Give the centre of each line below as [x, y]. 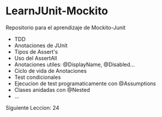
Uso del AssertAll [36, 58]
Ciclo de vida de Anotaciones [51, 70]
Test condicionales [37, 77]
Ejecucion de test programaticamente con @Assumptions [85, 83]
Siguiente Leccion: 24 [33, 107]
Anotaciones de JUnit [41, 45]
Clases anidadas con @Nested [52, 90]
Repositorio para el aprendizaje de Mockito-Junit [66, 27]
